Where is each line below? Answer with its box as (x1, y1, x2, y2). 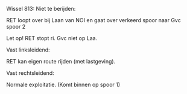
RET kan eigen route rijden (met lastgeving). (6, 58, 116, 65)
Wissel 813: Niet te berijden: (6, 5, 76, 12)
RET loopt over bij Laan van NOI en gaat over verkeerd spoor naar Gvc (6, 17, 181, 23)
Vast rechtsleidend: (6, 69, 54, 77)
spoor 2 (6, 23, 26, 30)
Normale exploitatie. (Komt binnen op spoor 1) (6, 81, 121, 88)
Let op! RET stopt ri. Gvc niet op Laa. (6, 35, 98, 41)
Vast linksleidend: (6, 46, 50, 53)
